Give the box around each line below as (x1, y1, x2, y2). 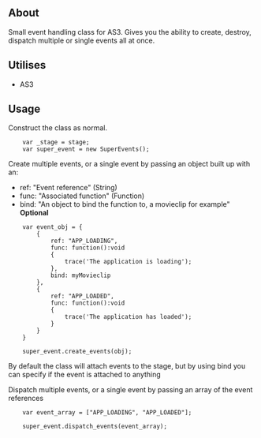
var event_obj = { (22, 223, 83, 231)
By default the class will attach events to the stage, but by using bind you (8, 361, 246, 371)
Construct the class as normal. (8, 123, 108, 133)
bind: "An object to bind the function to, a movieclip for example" (19, 200, 230, 209)
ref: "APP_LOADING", (50, 237, 118, 245)
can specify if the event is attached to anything (8, 370, 162, 380)
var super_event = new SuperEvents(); (22, 145, 150, 153)
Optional (19, 208, 49, 218)
